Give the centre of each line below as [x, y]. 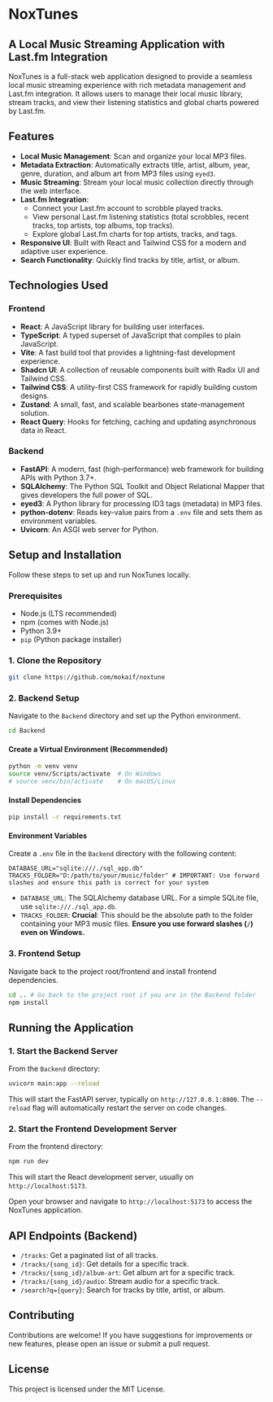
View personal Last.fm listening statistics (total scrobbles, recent [141, 216]
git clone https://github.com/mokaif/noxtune [87, 677]
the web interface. [51, 190]
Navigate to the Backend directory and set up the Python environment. [125, 716]
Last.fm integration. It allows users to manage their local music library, [126, 94]
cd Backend [27, 731]
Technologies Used [58, 286]
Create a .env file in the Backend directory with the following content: [123, 854]
